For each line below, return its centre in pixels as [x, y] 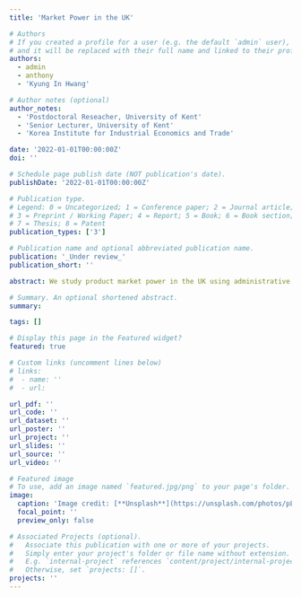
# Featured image [42, 478]
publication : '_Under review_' [68, 257]
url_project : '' [39, 437]
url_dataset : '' [39, 421]
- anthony [35, 76]
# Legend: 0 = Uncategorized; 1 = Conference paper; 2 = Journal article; [152, 207]
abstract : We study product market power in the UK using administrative [150, 281]
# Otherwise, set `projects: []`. [77, 570]
